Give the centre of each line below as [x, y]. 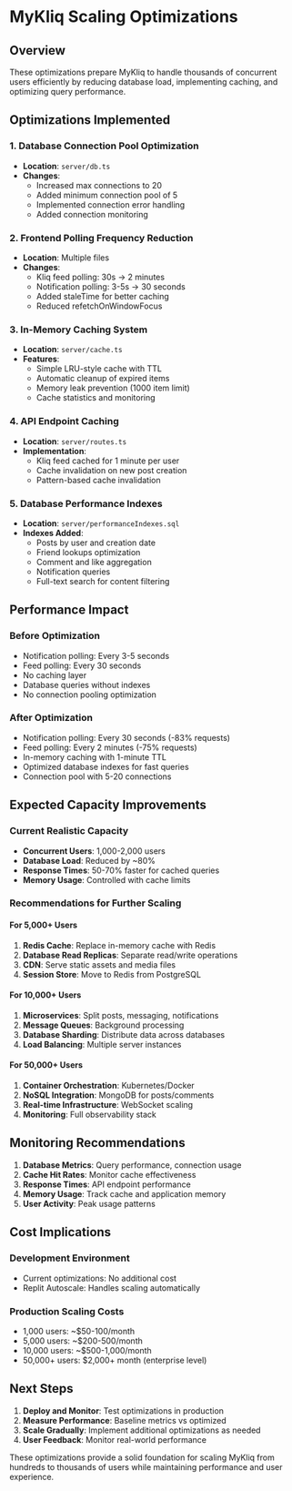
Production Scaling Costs [67, 1311]
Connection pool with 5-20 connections [97, 776]
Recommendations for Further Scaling [96, 903]
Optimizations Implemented [90, 120]
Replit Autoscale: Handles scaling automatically [111, 1288]
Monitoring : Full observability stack [90, 1115]
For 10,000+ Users [45, 995]
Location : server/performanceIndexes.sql [101, 523]
